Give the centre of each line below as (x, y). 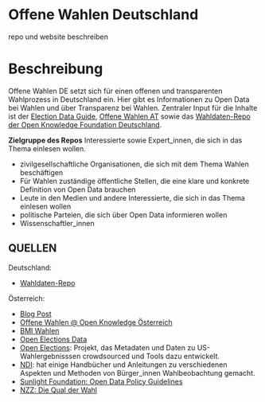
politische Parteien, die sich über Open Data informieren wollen (123, 215)
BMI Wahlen (39, 330)
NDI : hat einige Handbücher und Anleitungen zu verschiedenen (124, 365)
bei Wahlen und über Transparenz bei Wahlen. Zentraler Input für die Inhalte (133, 107)
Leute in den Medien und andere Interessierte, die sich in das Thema (132, 197)
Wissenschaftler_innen (57, 223)
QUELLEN (33, 248)
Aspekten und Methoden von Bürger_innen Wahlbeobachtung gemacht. (138, 373)
